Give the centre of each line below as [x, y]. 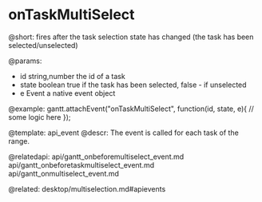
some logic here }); [40, 117]
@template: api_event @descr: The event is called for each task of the [124, 133]
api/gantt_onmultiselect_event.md [64, 173]
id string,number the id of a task [72, 76]
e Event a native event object [67, 93]
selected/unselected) [43, 45]
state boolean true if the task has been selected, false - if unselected [133, 85]
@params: [25, 61]
